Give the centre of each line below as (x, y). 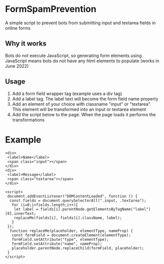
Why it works (26, 44)
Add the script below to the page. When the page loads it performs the (84, 114)
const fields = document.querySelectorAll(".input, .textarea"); (78, 200)
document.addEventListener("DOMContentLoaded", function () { (72, 196)
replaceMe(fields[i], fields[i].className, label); (68, 218)
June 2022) (17, 66)
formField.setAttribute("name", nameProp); (57, 244)
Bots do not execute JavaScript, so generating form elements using (73, 55)
